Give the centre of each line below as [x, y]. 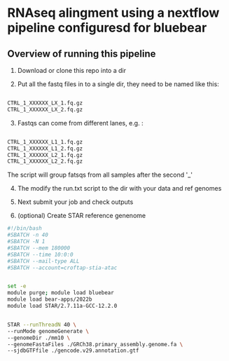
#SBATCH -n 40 [28, 235]
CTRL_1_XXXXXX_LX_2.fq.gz [45, 109]
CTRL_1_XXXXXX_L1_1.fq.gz [45, 142]
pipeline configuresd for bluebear [107, 28]
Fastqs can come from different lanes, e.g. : [80, 123]
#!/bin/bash [25, 229]
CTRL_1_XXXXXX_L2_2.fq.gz [45, 162]
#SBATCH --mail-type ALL [43, 261]
